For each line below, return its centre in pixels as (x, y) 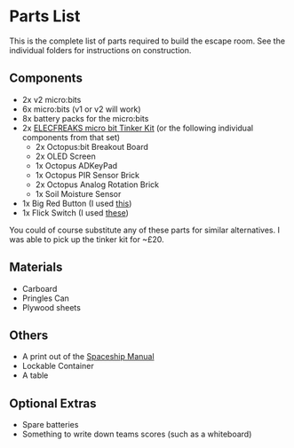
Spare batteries (50, 425)
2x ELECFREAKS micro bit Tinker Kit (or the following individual (138, 128)
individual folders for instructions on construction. (100, 50)
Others (29, 335)
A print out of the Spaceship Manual (88, 357)
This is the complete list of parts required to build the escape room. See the (147, 41)
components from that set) (71, 137)
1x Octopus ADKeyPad (76, 165)
